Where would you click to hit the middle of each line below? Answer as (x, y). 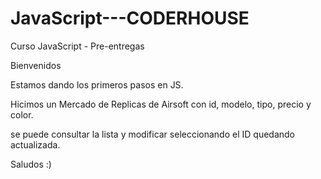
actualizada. (35, 144)
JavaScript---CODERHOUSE (130, 18)
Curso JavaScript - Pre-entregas (77, 46)
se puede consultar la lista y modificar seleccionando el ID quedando (152, 134)
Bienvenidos (36, 65)
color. (22, 114)
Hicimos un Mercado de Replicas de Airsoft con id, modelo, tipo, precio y (161, 104)
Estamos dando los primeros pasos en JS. (97, 84)
